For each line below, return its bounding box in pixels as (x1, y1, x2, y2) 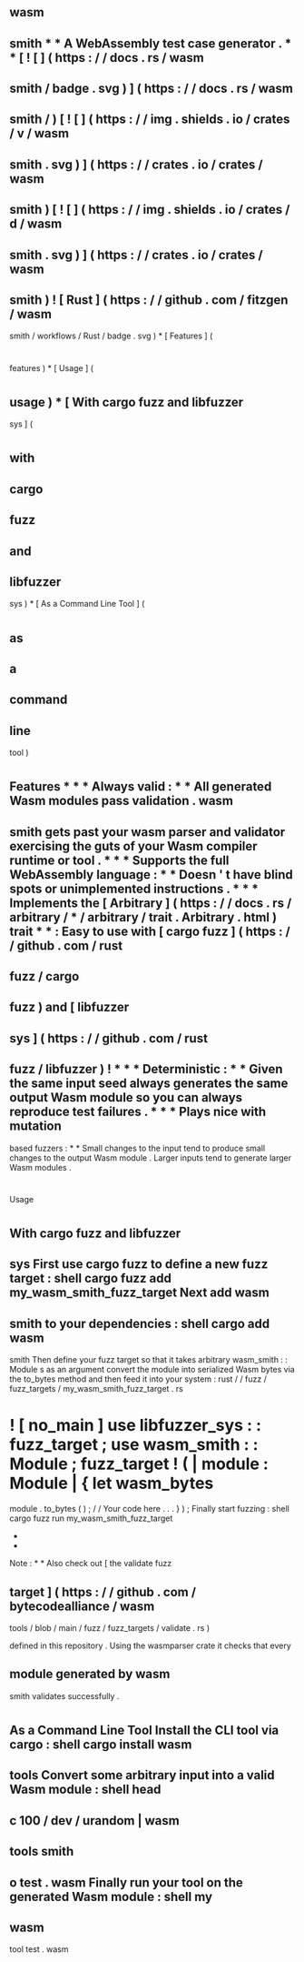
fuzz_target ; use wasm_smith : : (9, 1434, 259, 1455)
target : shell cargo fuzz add (9, 1271, 172, 1286)
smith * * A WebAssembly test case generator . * (9, 35, 292, 51)
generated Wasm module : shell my (9, 1888, 213, 1905)
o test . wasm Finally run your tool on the (9, 1875, 243, 1890)
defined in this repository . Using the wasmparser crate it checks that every (9, 1640, 292, 1651)
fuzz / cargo (9, 969, 80, 984)
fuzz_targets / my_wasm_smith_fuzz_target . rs (9, 1383, 183, 1394)
